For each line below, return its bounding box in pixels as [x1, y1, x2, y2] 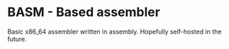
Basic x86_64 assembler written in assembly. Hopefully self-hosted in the [7, 27, 222, 36]
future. [7, 34, 27, 43]
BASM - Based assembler [7, 4, 161, 20]
